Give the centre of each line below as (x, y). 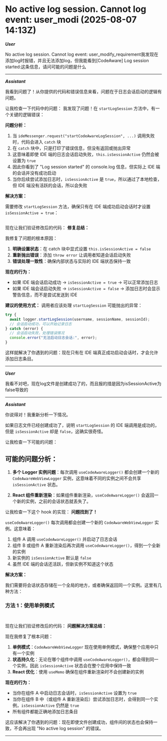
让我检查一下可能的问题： (31, 442)
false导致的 (17, 390)
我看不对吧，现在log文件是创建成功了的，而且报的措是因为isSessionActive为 (83, 384)
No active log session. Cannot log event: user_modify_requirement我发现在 (82, 54)
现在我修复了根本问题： (29, 637)
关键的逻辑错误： (27, 114)
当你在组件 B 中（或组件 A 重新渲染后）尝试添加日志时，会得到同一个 (83, 699)
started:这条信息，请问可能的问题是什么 (46, 67)
